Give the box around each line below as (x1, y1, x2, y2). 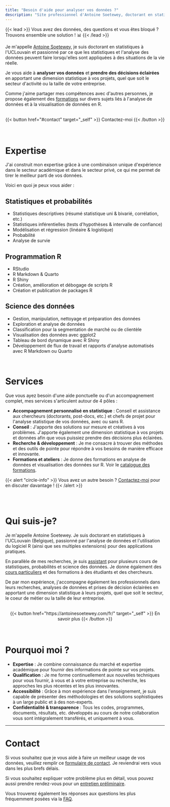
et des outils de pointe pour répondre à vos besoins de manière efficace (12, 445, 163, 451)
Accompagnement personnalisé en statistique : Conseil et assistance (12, 408, 161, 414)
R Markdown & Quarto (12, 271, 59, 277)
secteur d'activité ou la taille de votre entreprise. (5, 80, 106, 86)
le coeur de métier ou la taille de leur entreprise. (5, 595, 105, 601)
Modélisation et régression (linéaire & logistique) (12, 227, 114, 233)
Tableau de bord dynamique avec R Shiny (12, 337, 100, 343)
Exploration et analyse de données (12, 321, 85, 327)
